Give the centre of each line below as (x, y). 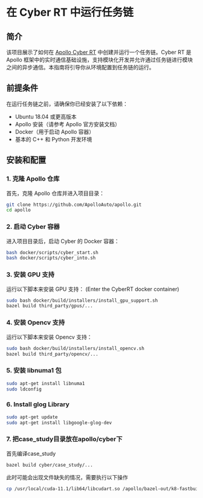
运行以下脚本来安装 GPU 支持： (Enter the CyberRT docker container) (93, 289)
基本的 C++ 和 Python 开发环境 (53, 139)
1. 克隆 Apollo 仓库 (33, 179)
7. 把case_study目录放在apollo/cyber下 (64, 439)
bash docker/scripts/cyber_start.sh (52, 252)
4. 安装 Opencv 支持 (36, 322)
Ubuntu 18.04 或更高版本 (46, 117)
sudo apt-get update (32, 417)
